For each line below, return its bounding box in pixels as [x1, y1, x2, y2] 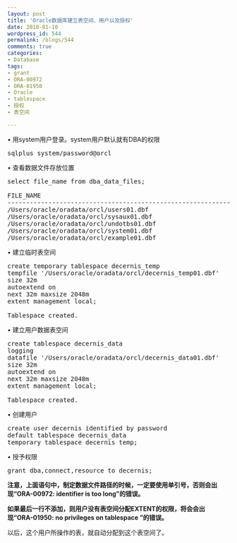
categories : [7, 50, 42, 57]
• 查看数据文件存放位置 [7, 163, 75, 171]
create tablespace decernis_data [7, 339, 123, 348]
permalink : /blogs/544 [7, 37, 74, 44]
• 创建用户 [7, 410, 37, 418]
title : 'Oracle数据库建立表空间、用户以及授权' [7, 17, 134, 24]
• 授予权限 [7, 452, 37, 460]
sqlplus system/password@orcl [7, 149, 112, 157]
